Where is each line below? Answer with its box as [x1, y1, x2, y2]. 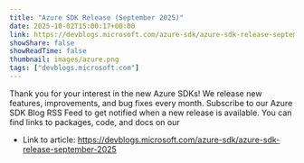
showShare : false [9, 38, 75, 48]
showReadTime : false [9, 47, 88, 56]
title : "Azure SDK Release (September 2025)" [9, 13, 184, 23]
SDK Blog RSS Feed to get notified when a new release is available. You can [9, 107, 292, 118]
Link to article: [22, 134, 76, 145]
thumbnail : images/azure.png [9, 55, 119, 64]
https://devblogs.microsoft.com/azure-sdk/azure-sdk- [77, 134, 280, 145]
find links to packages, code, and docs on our [9, 116, 180, 127]
